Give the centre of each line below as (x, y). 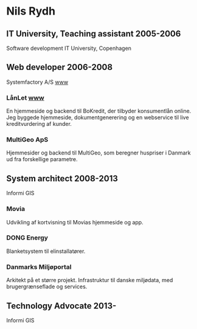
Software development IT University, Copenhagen (69, 48)
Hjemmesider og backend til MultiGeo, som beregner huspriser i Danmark (99, 153)
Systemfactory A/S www (37, 82)
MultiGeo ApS (27, 140)
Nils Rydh (31, 11)
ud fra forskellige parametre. (42, 159)
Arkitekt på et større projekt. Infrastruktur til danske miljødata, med (90, 280)
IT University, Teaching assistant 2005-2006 (94, 34)
